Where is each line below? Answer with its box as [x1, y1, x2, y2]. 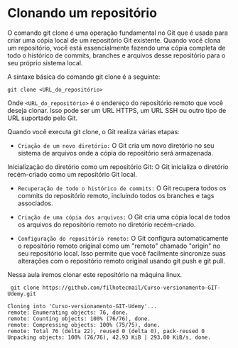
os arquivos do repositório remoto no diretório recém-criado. [17, 220, 196, 229]
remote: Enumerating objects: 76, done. [7, 309, 129, 316]
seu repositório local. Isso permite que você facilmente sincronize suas [17, 249, 226, 257]
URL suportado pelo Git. [7, 114, 78, 122]
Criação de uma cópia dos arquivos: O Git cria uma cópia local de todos [17, 212, 231, 221]
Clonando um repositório [7, 5, 158, 21]
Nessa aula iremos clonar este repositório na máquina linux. [7, 270, 183, 278]
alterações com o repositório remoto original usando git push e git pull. [17, 256, 225, 265]
